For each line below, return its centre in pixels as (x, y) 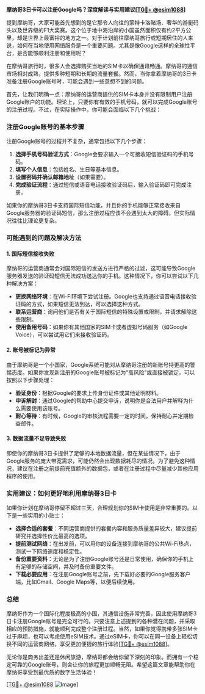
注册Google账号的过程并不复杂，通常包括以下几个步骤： (77, 141)
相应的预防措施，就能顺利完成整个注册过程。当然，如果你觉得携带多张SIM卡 (102, 629)
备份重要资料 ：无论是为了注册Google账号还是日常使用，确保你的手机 (102, 559)
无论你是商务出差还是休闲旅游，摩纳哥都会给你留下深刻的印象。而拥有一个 (100, 657)
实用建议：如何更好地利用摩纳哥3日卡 (62, 493)
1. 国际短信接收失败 (31, 253)
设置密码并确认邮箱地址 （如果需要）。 (62, 177)
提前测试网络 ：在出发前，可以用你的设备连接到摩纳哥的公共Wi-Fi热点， (105, 544)
